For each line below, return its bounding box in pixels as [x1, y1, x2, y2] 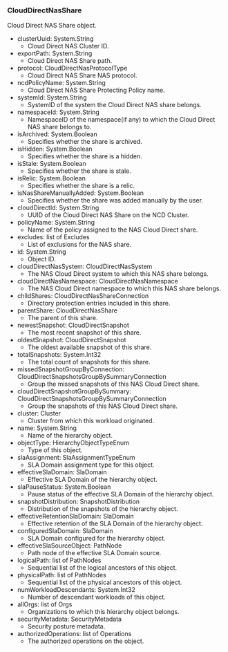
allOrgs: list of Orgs [17, 600, 73, 608]
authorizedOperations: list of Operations [17, 630, 132, 638]
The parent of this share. [27, 314, 98, 322]
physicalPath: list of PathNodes [17, 571, 107, 579]
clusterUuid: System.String [17, 35, 94, 43]
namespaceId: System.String [17, 108, 100, 116]
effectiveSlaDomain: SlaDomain [17, 468, 107, 476]
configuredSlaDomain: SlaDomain [17, 527, 113, 535]
